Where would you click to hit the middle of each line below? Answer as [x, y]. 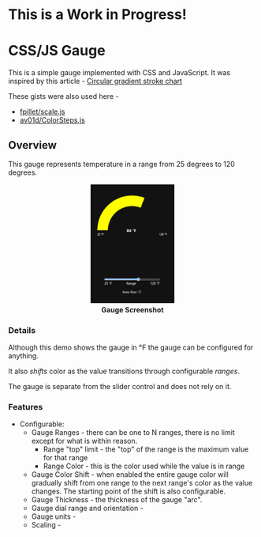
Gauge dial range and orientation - [87, 509]
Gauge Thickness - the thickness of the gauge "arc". [117, 500]
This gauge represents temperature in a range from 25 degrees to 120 [121, 164]
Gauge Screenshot [132, 309]
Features [26, 407]
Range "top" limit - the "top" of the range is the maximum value [146, 449]
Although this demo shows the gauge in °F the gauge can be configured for [131, 348]
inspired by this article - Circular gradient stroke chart [95, 81]
